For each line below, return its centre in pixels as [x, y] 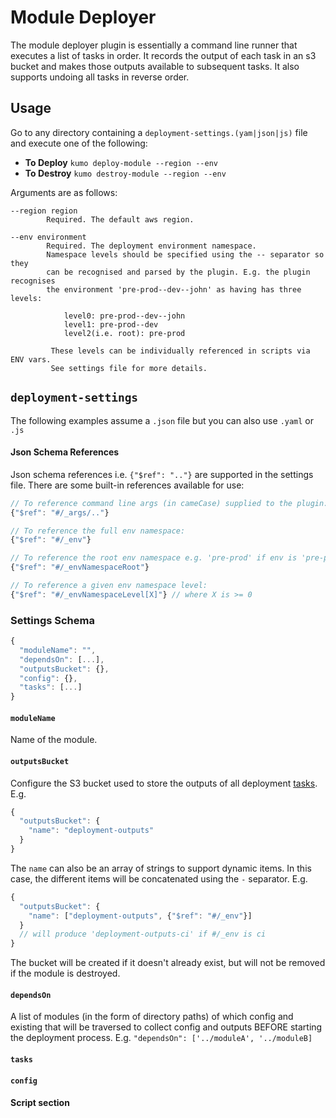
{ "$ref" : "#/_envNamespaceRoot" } [80, 567]
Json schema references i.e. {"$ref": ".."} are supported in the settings [162, 474]
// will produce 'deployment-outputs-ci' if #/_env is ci [143, 934]
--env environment [48, 237]
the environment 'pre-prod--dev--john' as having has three [174, 289]
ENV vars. [31, 359]
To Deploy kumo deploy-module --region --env [121, 162]
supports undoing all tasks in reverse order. [100, 77]
